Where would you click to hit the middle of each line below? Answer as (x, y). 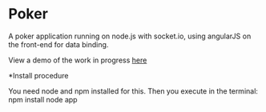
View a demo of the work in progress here (78, 60)
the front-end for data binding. (58, 44)
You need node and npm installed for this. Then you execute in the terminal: (133, 91)
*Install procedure (38, 75)
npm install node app (43, 99)
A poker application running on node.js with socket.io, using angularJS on (130, 36)
